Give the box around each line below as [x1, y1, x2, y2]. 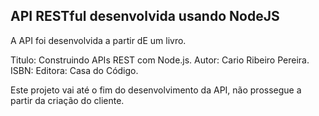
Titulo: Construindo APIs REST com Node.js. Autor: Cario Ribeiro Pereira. [10, 54, 310, 66]
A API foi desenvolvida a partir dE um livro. [10, 34, 187, 46]
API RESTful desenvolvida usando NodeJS [10, 8, 280, 25]
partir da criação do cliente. [10, 94, 125, 106]
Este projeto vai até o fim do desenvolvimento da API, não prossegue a [10, 84, 302, 96]
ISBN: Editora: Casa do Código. [10, 64, 139, 76]
